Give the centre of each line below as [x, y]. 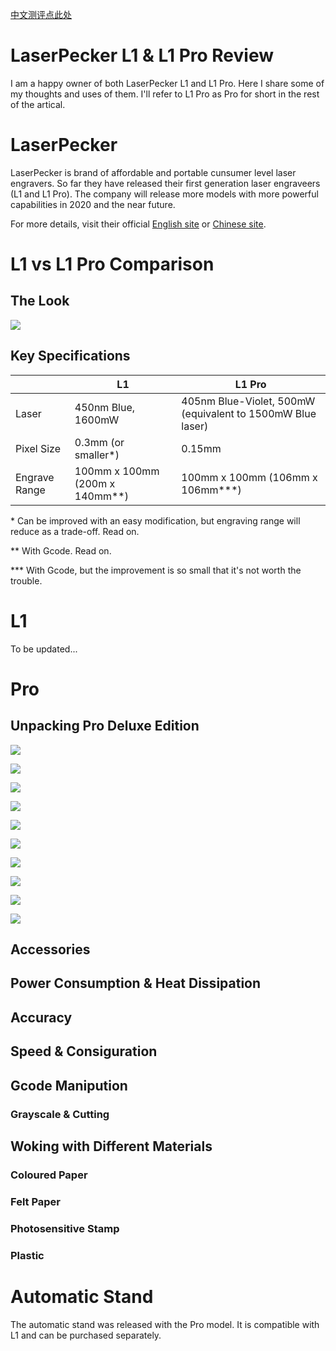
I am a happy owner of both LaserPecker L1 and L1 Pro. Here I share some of [167, 83]
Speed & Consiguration [84, 1051]
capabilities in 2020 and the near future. [93, 204]
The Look [40, 301]
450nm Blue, [105, 407]
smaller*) [97, 455]
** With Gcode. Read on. [61, 550]
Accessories [50, 949]
